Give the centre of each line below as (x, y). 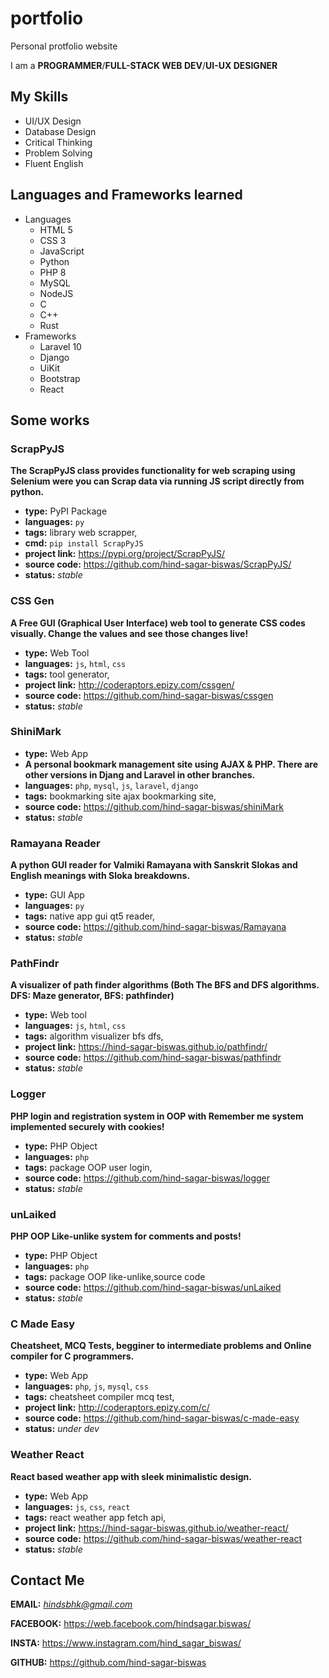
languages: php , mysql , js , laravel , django (111, 785)
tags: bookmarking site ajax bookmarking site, (120, 796)
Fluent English (54, 163)
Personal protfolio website (64, 46)
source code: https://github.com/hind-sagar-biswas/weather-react (163, 1538)
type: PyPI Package (66, 511)
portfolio (47, 18)
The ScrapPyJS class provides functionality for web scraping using (153, 471)
